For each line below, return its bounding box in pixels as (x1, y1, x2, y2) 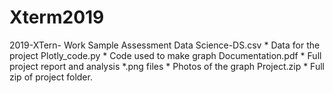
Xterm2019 (9, 6, 105, 29)
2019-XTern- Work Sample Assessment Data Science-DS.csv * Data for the (9, 39, 321, 51)
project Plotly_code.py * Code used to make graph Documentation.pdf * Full (9, 49, 322, 61)
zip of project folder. (9, 71, 93, 83)
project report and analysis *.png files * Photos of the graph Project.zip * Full (9, 60, 325, 72)
